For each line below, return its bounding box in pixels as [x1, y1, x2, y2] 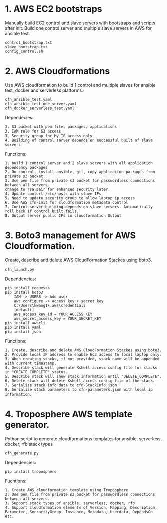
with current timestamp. [5, 361, 57, 366]
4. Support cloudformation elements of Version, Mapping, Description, [5, 505, 157, 510]
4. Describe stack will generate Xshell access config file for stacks [5, 365, 157, 370]
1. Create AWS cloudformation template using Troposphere [5, 487, 128, 492]
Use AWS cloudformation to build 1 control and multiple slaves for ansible [5, 82, 156, 88]
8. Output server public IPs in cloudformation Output [5, 213, 122, 218]
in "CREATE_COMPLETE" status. [5, 369, 68, 374]
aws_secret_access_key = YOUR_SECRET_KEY [14, 316, 101, 321]
